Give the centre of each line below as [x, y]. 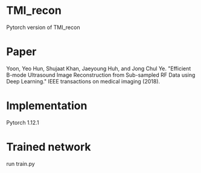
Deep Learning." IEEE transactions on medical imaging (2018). [83, 81]
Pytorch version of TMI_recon [43, 27]
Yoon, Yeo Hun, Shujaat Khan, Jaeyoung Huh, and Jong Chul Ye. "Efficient [99, 68]
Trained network [49, 147]
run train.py [21, 163]
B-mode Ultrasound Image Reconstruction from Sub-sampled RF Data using [101, 75]
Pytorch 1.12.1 [23, 122]
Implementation [47, 106]
